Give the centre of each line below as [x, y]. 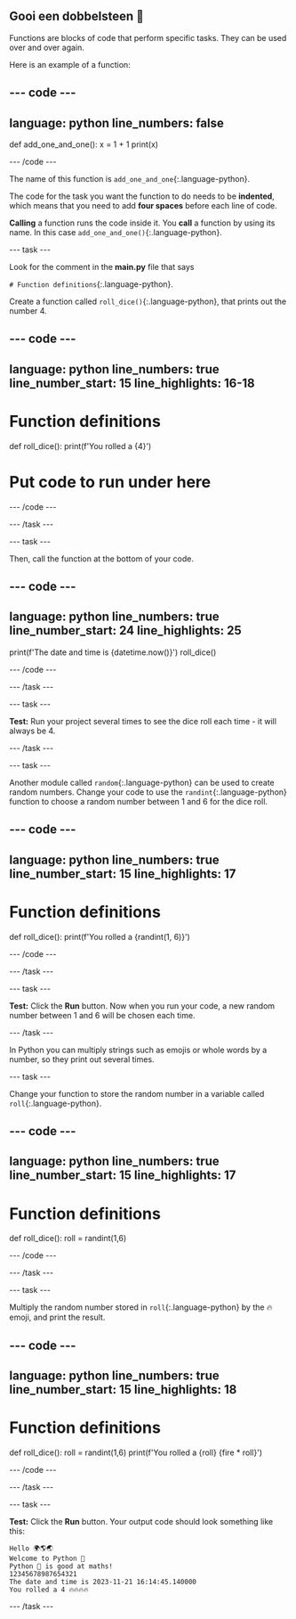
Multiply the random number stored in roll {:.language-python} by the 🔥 [141, 1307]
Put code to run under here [110, 482]
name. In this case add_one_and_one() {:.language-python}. [116, 233]
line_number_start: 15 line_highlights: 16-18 [132, 383]
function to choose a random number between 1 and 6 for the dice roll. [139, 801]
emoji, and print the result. [57, 1317]
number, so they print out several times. [82, 1059]
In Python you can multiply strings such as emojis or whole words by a [138, 1050]
